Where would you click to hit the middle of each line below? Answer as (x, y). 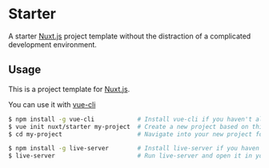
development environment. (53, 44)
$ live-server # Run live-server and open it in (130, 156)
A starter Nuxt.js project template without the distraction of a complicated (130, 36)
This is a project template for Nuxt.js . (69, 89)
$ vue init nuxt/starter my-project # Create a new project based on (128, 126)
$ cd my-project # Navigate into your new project (130, 134)
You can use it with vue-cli (52, 104)
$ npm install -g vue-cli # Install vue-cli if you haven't (130, 119)
